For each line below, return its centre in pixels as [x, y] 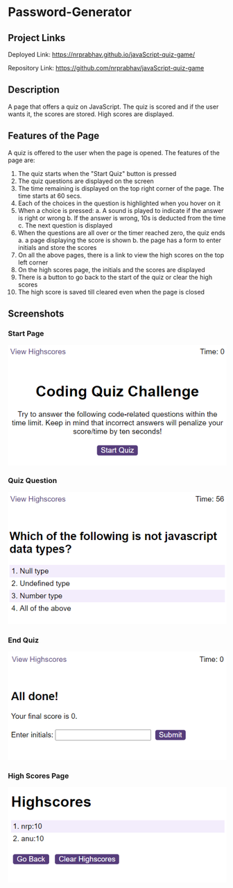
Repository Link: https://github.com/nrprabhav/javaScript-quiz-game [106, 68]
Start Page [26, 333]
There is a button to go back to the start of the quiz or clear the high [115, 277]
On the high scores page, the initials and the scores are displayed [111, 269]
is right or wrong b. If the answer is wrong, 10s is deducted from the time [122, 218]
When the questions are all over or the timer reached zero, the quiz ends [121, 232]
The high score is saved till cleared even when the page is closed [111, 292]
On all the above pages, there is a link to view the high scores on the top [121, 255]
